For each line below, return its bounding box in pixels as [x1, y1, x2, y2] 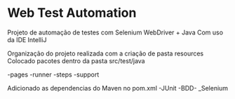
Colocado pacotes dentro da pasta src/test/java [7, 56, 145, 65]
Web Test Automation [7, 5, 137, 21]
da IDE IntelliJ [7, 35, 47, 44]
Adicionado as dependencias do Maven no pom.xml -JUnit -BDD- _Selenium [7, 84, 229, 92]
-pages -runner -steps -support [7, 70, 100, 79]
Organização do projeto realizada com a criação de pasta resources [7, 49, 204, 58]
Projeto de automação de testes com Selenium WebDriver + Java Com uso [7, 28, 223, 37]
